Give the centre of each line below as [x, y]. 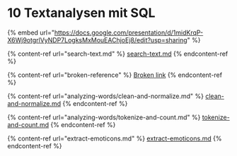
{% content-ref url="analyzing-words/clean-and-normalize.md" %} [105, 96]
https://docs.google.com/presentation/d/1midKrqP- [129, 32]
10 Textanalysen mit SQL [81, 13]
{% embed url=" [31, 32]
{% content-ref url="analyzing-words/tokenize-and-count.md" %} [104, 117]
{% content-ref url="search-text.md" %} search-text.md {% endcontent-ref [118, 54]
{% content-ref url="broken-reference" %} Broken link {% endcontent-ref [115, 75]
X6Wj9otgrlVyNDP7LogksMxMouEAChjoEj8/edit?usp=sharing [97, 40]
